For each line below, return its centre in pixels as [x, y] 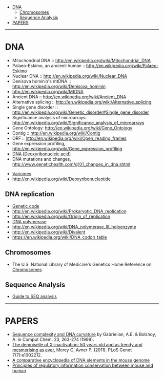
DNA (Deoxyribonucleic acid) [41, 154]
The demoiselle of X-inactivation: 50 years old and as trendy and [77, 345]
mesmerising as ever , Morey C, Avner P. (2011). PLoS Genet [72, 350]
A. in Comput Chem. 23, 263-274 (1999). [53, 339]
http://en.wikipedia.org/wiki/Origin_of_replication [61, 216]
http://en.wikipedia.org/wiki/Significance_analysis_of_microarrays [78, 123]
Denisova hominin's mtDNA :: [41, 81]
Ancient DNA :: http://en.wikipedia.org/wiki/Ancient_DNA [69, 97]
